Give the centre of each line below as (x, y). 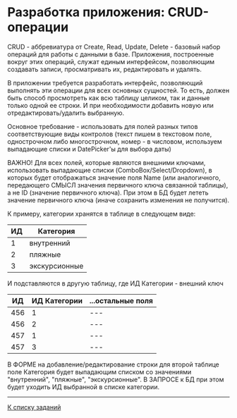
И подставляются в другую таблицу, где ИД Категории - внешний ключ (115, 283)
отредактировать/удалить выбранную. (66, 113)
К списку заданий (34, 407)
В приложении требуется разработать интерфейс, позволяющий (105, 82)
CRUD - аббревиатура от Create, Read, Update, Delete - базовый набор (114, 47)
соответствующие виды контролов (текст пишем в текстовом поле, (110, 134)
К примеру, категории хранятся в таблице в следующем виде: (102, 214)
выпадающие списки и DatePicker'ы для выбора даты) (89, 149)
